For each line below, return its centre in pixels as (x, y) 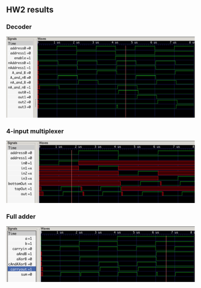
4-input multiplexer (35, 131)
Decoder (19, 27)
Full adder (21, 217)
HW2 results (30, 10)
